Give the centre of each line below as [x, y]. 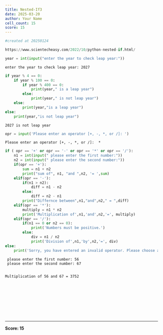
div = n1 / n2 [45, 237]
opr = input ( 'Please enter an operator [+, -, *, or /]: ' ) [67, 134]
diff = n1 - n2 [46, 187]
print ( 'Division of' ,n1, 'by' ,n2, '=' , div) [74, 241]
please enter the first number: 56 [43, 259]
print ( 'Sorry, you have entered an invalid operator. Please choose [84, 250]
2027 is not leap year [28, 125]
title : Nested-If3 [24, 9]
